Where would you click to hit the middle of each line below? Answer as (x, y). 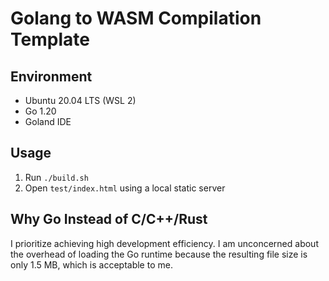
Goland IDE (48, 121)
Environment (51, 76)
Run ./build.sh (56, 177)
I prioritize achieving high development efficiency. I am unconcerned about (164, 243)
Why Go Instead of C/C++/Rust (109, 219)
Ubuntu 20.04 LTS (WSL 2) (80, 100)
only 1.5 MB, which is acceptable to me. (91, 264)
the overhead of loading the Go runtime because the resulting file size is (159, 254)
